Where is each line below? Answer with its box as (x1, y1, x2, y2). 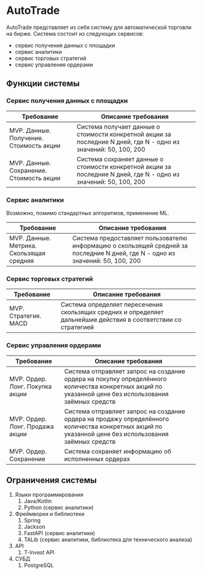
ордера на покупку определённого (64, 374, 167, 383)
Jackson (23, 523, 46, 530)
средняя (9, 256, 34, 265)
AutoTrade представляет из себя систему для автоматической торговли (6, 24, 192, 31)
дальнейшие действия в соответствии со (60, 315, 182, 324)
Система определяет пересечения (60, 300, 164, 309)
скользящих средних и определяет (60, 308, 164, 316)
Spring (23, 517, 41, 524)
